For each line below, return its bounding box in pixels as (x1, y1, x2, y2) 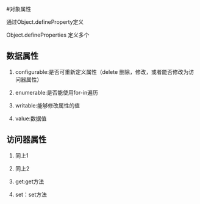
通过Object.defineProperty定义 (6, 18, 84, 26)
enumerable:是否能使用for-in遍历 (15, 89, 99, 96)
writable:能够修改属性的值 (15, 101, 80, 109)
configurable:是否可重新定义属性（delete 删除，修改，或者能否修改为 (15, 68, 189, 75)
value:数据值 (15, 115, 47, 122)
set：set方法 (15, 191, 48, 198)
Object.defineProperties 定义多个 (6, 31, 90, 38)
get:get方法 (15, 178, 45, 185)
